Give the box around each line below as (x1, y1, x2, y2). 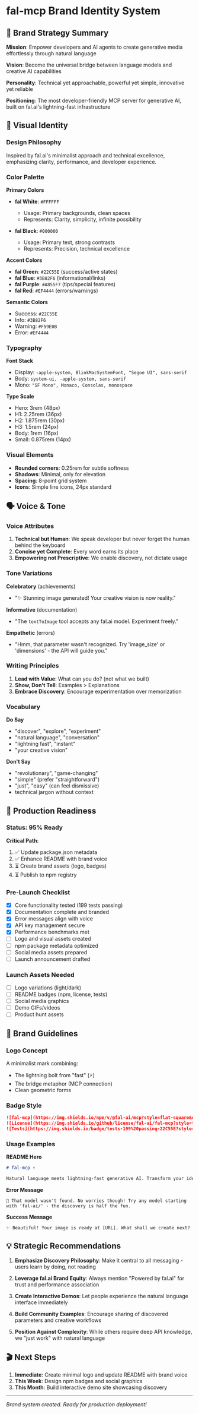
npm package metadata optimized (14, 942, 99, 949)
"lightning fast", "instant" (14, 741, 76, 748)
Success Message (6, 1213, 53, 1220)
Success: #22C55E (14, 310, 58, 317)
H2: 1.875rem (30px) (14, 417, 65, 424)
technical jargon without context (14, 789, 94, 796)
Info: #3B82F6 (14, 316, 46, 323)
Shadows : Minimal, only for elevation (14, 470, 105, 477)
